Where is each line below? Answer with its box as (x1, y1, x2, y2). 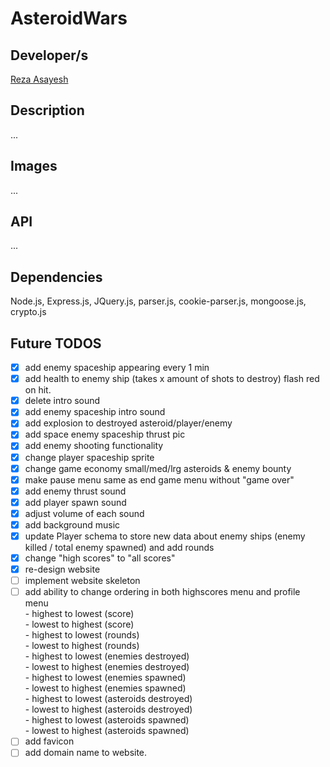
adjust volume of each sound (24, 507, 145, 519)
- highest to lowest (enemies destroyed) (24, 650, 190, 662)
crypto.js (10, 306, 47, 318)
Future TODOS (10, 335, 102, 352)
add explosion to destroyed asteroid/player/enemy (24, 417, 233, 429)
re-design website (24, 563, 101, 576)
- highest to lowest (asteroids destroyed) (24, 693, 193, 705)
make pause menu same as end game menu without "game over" (24, 473, 295, 486)
